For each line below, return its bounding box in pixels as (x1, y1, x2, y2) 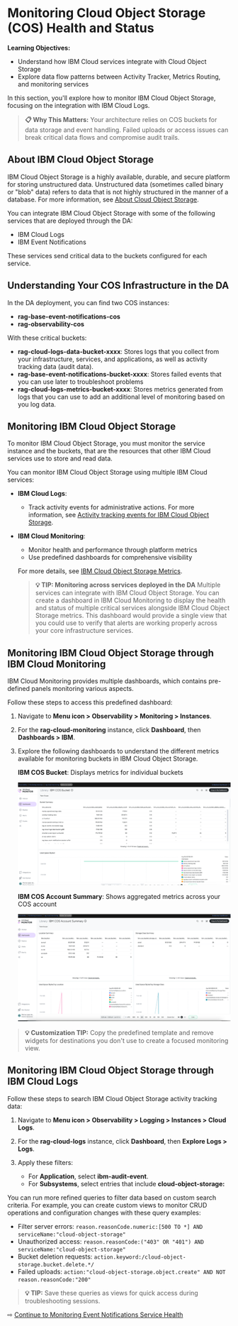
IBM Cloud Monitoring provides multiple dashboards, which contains (7, 677, 208, 685)
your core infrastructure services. (35, 626, 133, 635)
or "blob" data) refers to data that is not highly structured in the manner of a (7, 187, 229, 196)
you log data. (17, 399, 57, 409)
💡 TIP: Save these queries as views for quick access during (24, 1288, 198, 1297)
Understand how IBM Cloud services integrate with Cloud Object (17, 57, 207, 65)
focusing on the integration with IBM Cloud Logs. (7, 101, 150, 109)
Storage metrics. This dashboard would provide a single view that (35, 612, 227, 620)
